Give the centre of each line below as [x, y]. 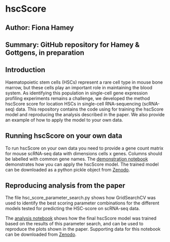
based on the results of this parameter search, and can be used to [74, 224]
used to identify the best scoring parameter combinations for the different [82, 203]
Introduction [25, 70]
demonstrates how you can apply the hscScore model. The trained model [82, 164]
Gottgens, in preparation [45, 53]
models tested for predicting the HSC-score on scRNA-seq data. [73, 209]
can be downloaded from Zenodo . [41, 234]
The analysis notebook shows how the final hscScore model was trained [81, 218]
